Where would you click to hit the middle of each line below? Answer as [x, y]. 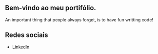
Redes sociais [27, 35]
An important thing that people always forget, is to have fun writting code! [79, 19]
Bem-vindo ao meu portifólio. [51, 8]
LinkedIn [21, 47]
